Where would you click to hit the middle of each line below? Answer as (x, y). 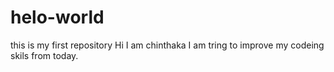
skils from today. (44, 55)
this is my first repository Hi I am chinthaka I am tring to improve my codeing (167, 45)
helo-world (57, 17)
